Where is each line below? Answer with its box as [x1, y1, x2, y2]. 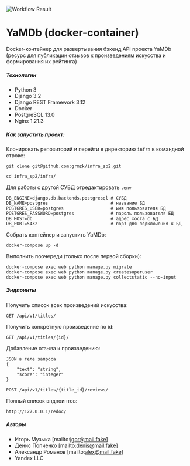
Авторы [6, 421, 26, 428]
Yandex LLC [14, 454, 44, 461]
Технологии [6, 71, 37, 79]
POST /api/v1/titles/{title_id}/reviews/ [6, 387, 109, 393]
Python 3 [14, 86, 37, 93]
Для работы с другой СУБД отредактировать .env [6, 184, 132, 191]
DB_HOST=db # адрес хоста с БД [6, 215, 158, 221]
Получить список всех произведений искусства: [6, 301, 128, 308]
